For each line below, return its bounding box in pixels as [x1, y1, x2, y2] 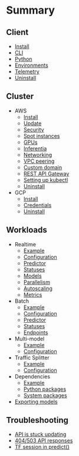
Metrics [23, 291, 42, 298]
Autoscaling [23, 285, 53, 292]
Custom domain [23, 163, 62, 171]
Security [23, 126, 44, 133]
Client [6, 27, 29, 37]
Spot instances [23, 132, 60, 139]
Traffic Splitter [14, 354, 50, 361]
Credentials [23, 201, 52, 208]
